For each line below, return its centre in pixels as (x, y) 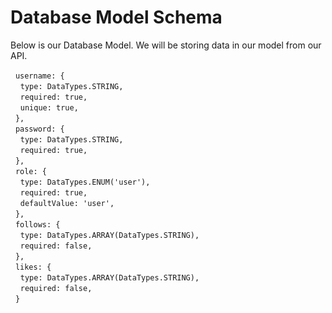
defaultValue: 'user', (67, 203)
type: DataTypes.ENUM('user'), (85, 182)
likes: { (33, 267)
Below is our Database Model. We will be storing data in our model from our (166, 45)
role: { (30, 171)
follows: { (37, 224)
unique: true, (49, 107)
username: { (39, 76)
